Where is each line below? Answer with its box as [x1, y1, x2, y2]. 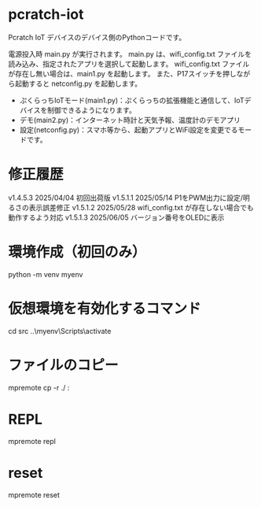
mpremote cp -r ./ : [8, 383, 70, 392]
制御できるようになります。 [46, 105, 136, 115]
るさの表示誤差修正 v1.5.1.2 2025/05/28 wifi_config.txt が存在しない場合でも [8, 202, 254, 212]
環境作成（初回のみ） [8, 243, 147, 261]
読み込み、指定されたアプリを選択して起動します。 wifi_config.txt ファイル [8, 59, 250, 68]
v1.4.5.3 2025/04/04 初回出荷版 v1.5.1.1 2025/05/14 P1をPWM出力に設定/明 [8, 193, 250, 202]
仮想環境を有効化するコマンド [8, 300, 202, 317]
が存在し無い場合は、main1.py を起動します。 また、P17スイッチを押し [8, 68, 237, 78]
